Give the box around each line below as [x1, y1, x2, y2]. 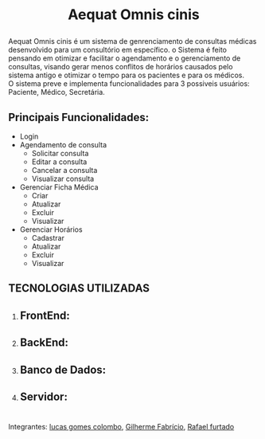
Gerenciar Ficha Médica [19, 182, 99, 192]
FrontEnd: [19, 308, 70, 322]
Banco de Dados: [19, 363, 107, 376]
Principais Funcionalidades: [8, 110, 150, 124]
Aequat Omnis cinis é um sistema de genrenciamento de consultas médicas [8, 37, 257, 46]
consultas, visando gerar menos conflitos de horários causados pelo [8, 62, 233, 72]
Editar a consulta [31, 157, 88, 167]
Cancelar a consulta [31, 166, 98, 174]
